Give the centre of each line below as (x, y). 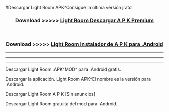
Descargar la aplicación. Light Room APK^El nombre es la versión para (78, 79)
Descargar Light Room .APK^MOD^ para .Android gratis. (63, 69)
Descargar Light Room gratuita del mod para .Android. (61, 104)
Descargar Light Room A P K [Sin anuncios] (50, 94)
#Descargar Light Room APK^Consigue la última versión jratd (68, 7)
